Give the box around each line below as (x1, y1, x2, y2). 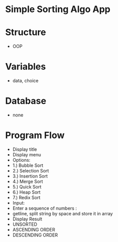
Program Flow (5, 130, 65, 141)
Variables (5, 61, 46, 73)
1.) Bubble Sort (12, 162, 44, 168)
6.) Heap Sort (12, 189, 41, 195)
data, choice (12, 78, 39, 84)
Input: (12, 200, 25, 206)
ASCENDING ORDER (12, 226, 55, 232)
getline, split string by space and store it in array (12, 210, 113, 216)
